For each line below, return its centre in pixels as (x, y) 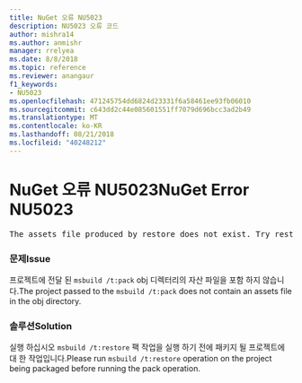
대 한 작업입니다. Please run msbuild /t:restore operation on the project (141, 359)
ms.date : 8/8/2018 (44, 59)
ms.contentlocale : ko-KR (56, 126)
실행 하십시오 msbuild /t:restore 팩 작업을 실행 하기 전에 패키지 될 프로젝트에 (147, 347)
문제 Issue (30, 258)
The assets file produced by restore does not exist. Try (140, 234)
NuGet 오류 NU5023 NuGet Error (129, 190)
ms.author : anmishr (46, 43)
